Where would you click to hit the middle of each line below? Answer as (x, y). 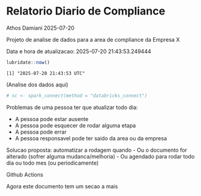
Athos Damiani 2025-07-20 (40, 28)
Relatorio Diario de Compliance (86, 11)
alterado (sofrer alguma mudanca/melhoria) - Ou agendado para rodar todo (100, 156)
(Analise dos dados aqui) (37, 84)
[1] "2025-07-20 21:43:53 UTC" (46, 73)
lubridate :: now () (28, 62)
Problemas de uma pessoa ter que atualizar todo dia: (72, 107)
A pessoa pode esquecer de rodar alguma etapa (75, 125)
